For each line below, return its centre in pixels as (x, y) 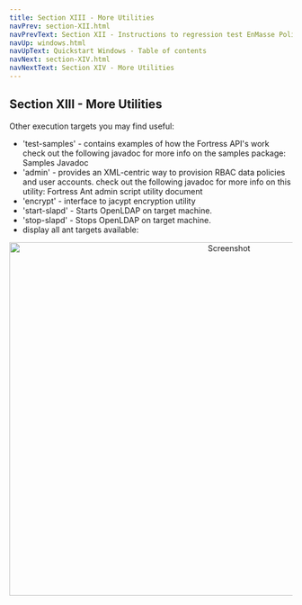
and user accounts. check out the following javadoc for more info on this (156, 182)
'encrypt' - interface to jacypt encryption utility (109, 201)
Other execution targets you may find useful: (92, 126)
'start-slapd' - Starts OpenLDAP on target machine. (117, 210)
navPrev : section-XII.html (60, 26)
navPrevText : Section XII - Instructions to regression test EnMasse (142, 34)
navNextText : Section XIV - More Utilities (92, 68)
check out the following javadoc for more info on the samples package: (154, 153)
